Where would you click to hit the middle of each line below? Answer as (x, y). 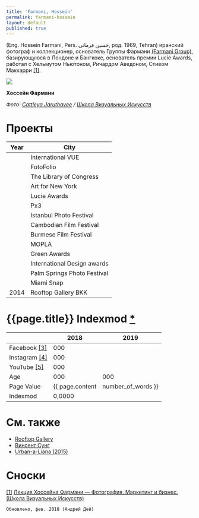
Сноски (26, 476)
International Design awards (70, 264)
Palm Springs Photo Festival (70, 273)
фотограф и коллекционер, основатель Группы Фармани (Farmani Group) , (100, 52)
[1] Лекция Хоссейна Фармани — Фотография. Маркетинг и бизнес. (92, 492)
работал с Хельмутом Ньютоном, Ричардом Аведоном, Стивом (87, 64)
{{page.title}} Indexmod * (71, 319)
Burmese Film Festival (61, 235)
